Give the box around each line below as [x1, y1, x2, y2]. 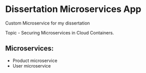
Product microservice [12, 57, 58, 63]
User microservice [12, 62, 51, 68]
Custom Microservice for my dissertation [5, 20, 90, 26]
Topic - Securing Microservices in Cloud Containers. [5, 29, 114, 35]
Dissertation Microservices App [5, 3, 141, 15]
